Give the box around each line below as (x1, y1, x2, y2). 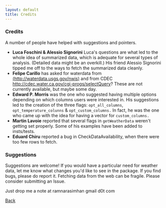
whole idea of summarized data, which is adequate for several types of (12, 54, 158, 60)
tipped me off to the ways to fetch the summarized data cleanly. (12, 65, 143, 71)
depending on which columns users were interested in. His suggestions (12, 96, 159, 102)
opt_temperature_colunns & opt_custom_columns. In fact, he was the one (12, 107, 160, 113)
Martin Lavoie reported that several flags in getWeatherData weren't (12, 118, 151, 124)
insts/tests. (12, 128, 35, 134)
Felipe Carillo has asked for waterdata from (12, 70, 102, 76)
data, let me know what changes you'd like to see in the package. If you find (5, 168, 161, 174)
